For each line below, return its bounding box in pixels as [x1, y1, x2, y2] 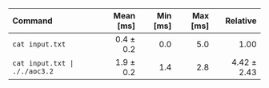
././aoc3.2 [12, 67, 54, 75]
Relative [225, 15, 257, 26]
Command [12, 15, 54, 26]
